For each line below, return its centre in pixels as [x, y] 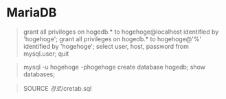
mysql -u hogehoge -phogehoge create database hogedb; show [114, 67]
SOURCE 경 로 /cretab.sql [57, 88]
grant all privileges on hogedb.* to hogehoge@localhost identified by [121, 32]
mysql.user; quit [46, 54]
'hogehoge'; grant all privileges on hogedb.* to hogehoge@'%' [112, 38]
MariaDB [32, 13]
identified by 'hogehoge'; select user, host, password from [106, 46]
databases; [39, 74]
